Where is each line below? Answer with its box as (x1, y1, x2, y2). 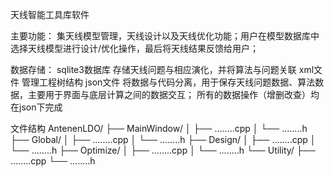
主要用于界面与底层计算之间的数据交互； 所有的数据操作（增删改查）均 (27, 89, 320, 100)
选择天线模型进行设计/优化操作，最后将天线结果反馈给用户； (10, 43, 260, 54)
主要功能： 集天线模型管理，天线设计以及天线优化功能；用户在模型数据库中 (10, 30, 320, 42)
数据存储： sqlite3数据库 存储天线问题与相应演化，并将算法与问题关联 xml (10, 64, 315, 75)
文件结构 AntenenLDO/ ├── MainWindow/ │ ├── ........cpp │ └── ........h (10, 123, 308, 134)
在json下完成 (10, 101, 63, 113)
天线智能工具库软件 (10, 9, 90, 20)
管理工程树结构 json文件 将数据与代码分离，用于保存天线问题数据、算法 (21, 76, 316, 88)
